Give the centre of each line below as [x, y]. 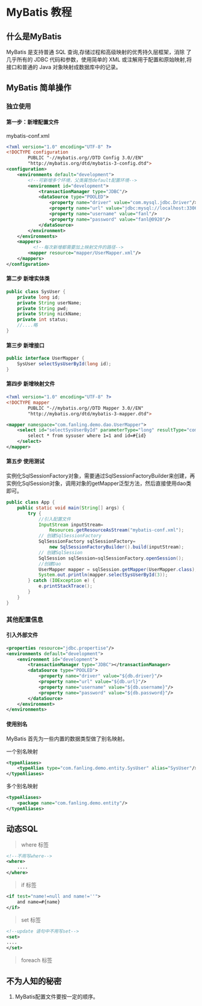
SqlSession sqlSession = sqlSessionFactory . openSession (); [111, 558]
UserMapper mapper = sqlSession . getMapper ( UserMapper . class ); [118, 569]
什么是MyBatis [34, 36]
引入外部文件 [22, 635]
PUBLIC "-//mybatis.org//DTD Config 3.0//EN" [86, 158]
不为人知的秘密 [34, 981]
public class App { [31, 502]
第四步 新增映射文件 [31, 384]
